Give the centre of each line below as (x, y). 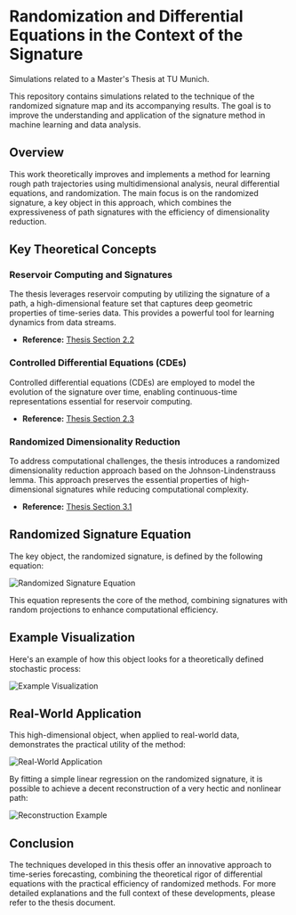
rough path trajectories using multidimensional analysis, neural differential (144, 184)
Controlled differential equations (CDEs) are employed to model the (132, 382)
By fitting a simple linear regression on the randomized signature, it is (136, 779)
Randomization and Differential (126, 16)
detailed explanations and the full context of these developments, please (142, 894)
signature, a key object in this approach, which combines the (121, 202)
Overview (37, 153)
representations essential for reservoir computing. (101, 401)
